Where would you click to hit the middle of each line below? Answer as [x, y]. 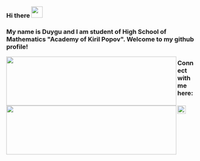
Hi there [18, 15]
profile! [17, 46]
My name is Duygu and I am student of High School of [86, 31]
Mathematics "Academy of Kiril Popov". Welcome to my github [100, 39]
